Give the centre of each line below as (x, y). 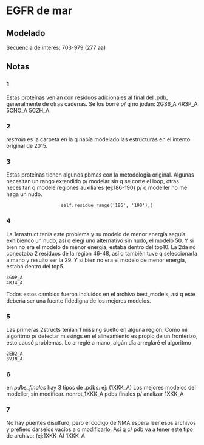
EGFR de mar (39, 11)
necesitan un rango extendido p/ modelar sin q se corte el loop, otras (93, 181)
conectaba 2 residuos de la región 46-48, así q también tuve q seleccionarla (102, 253)
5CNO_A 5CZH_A (28, 110)
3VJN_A (15, 359)
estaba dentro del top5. (36, 266)
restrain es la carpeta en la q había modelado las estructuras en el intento (98, 139)
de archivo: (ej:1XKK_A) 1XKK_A (46, 436)
